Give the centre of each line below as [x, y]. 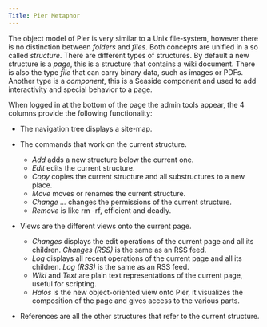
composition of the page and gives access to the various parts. [135, 301]
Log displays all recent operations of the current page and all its [137, 258]
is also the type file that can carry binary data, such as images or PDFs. [126, 72]
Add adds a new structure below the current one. [113, 160]
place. [42, 185]
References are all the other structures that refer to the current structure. [139, 316]
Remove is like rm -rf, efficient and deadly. [102, 210]
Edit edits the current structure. [83, 167]
